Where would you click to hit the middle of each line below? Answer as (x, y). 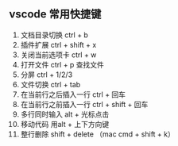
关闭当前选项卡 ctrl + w (58, 55)
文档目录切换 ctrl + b (54, 35)
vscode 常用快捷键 (55, 14)
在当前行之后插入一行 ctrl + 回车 (73, 94)
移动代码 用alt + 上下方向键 (65, 124)
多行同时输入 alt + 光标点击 (65, 114)
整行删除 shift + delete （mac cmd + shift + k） (98, 134)
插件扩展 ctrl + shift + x (58, 44)
